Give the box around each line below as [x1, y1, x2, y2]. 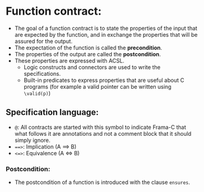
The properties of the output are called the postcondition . [14, 50, 161, 57]
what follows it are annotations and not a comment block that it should [14, 130, 192, 137]
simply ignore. [14, 136, 51, 144]
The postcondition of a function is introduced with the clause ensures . [14, 179, 191, 186]
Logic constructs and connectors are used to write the [23, 63, 161, 71]
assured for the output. [14, 37, 73, 45]
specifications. [23, 70, 61, 77]
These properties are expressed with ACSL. [14, 57, 125, 64]
